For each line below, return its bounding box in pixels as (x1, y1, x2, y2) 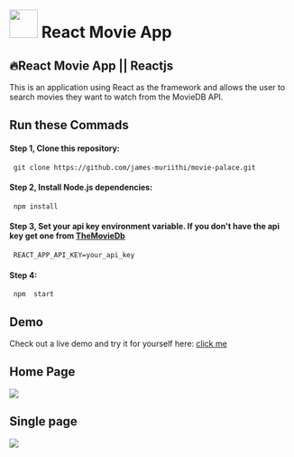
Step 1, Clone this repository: (9, 143, 120, 154)
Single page (9, 414, 78, 429)
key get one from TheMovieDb (9, 230, 126, 241)
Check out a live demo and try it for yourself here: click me (9, 339, 227, 350)
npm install (13, 201, 59, 211)
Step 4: (9, 269, 38, 280)
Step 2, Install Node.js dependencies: (9, 182, 153, 193)
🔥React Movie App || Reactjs (9, 58, 174, 73)
